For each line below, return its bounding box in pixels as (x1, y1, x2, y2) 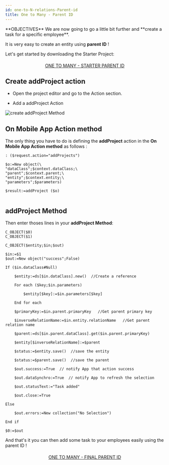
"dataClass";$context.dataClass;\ (5, 166, 78, 171)
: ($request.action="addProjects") (5, 153, 80, 158)
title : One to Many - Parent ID (5, 12, 73, 17)
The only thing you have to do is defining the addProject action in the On (5, 138, 157, 144)
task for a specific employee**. (5, 31, 70, 37)
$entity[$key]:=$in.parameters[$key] (23, 291, 102, 297)
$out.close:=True (14, 393, 51, 398)
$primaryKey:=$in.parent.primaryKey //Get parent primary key (14, 309, 152, 314)
